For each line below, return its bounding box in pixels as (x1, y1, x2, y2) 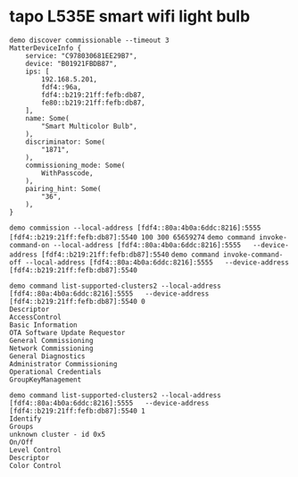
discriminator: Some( (25, 137, 105, 146)
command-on (9, 240, 50, 249)
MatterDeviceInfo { (9, 43, 82, 53)
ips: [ (25, 67, 50, 76)
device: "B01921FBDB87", (25, 59, 118, 68)
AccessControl (9, 313, 62, 322)
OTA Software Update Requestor (9, 328, 126, 337)
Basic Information (9, 320, 78, 330)
